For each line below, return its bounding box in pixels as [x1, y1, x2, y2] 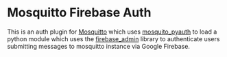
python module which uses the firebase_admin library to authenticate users [7, 34, 220, 43]
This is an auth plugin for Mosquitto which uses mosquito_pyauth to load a [7, 27, 217, 36]
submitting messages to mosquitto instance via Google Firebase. [7, 42, 191, 50]
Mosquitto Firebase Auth [7, 5, 152, 21]
